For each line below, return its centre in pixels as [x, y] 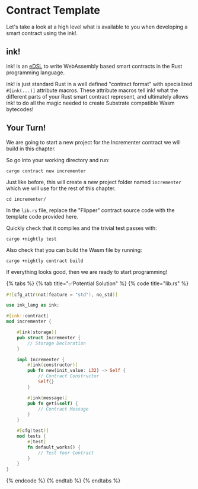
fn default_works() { [54, 447]
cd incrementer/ [26, 199]
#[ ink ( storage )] [37, 332]
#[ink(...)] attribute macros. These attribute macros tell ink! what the [92, 90]
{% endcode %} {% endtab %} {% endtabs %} [63, 481]
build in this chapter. [31, 149]
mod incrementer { [29, 321]
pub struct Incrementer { [49, 337]
